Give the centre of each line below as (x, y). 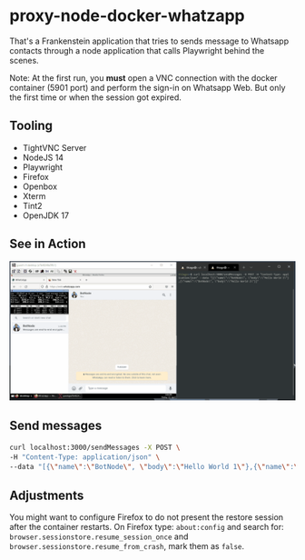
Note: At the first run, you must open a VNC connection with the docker (144, 77)
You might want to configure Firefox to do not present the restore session (147, 517)
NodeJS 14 (43, 157)
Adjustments (47, 495)
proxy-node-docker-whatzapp (127, 16)
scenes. (24, 60)
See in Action (48, 244)
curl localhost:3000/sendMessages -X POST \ (95, 448)
